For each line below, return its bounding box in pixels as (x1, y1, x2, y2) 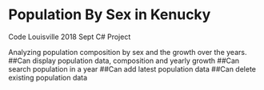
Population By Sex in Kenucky (8, 6, 211, 24)
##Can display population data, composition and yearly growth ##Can (8, 56, 240, 65)
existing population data (8, 72, 88, 82)
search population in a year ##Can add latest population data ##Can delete (8, 64, 256, 73)
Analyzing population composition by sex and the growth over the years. (8, 47, 247, 57)
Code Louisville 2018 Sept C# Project (8, 32, 131, 41)
